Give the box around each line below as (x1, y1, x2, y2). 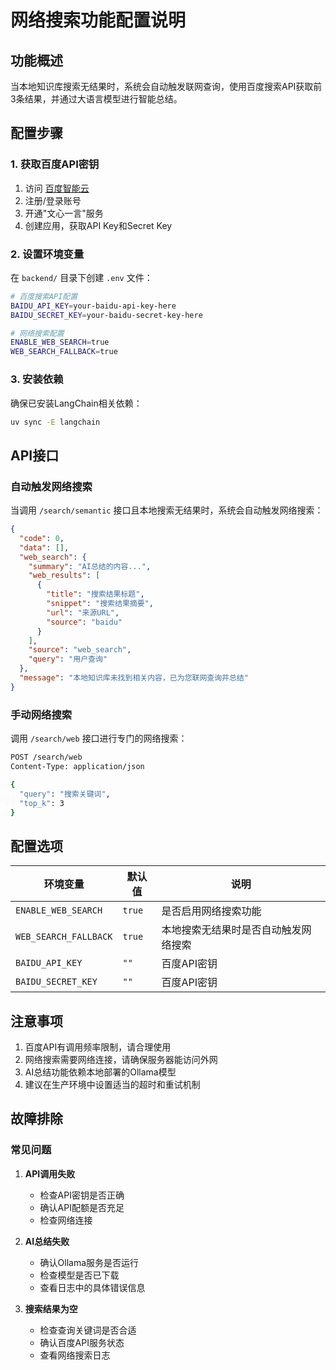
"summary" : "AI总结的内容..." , (28, 561, 152, 571)
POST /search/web (10, 752, 83, 763)
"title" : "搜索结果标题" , (46, 589, 145, 600)
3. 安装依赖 (10, 372, 64, 386)
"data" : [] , (19, 542, 70, 553)
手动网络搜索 (10, 707, 73, 721)
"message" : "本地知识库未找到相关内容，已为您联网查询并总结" (19, 673, 249, 683)
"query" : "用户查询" (28, 654, 108, 665)
